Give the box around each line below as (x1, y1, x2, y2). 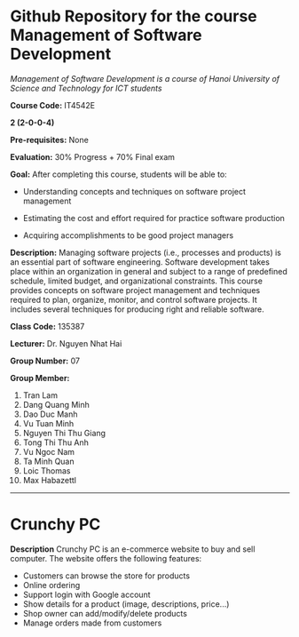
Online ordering (22, 579, 81, 590)
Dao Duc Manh (22, 409, 78, 419)
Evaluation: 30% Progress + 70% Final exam (10, 151, 176, 162)
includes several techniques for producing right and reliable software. (10, 304, 264, 315)
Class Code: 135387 (10, 321, 85, 331)
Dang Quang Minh (22, 399, 90, 410)
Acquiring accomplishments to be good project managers (22, 229, 234, 241)
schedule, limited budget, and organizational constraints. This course (10, 275, 263, 286)
